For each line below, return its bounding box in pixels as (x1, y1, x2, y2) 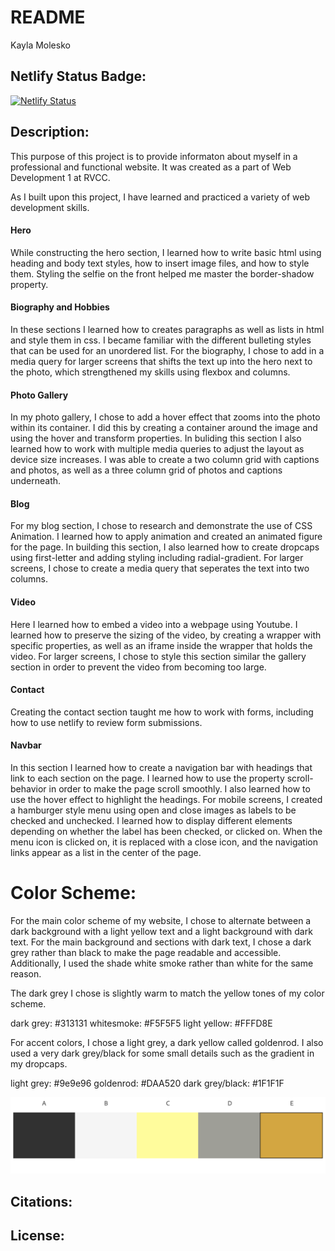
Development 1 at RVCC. (10, 171, 111, 183)
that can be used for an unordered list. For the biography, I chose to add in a (10, 344, 325, 356)
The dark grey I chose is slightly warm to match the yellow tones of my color (10, 987, 325, 999)
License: (10, 1227, 65, 1245)
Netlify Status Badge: (10, 68, 147, 85)
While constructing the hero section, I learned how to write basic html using (10, 246, 322, 258)
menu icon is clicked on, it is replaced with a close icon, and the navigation (10, 836, 319, 848)
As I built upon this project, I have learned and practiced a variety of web (10, 191, 311, 203)
